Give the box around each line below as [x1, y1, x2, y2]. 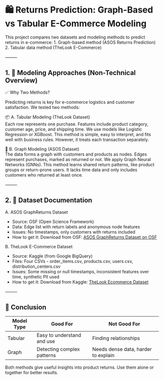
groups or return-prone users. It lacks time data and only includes [5, 167, 138, 173]
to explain [92, 352, 115, 359]
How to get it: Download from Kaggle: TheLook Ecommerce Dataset [12, 279, 149, 285]
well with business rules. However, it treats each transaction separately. [5, 137, 149, 142]
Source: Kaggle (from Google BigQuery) [12, 253, 93, 259]
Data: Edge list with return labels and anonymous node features [12, 223, 140, 230]
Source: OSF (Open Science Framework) [12, 219, 94, 224]
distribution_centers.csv [12, 263, 61, 269]
